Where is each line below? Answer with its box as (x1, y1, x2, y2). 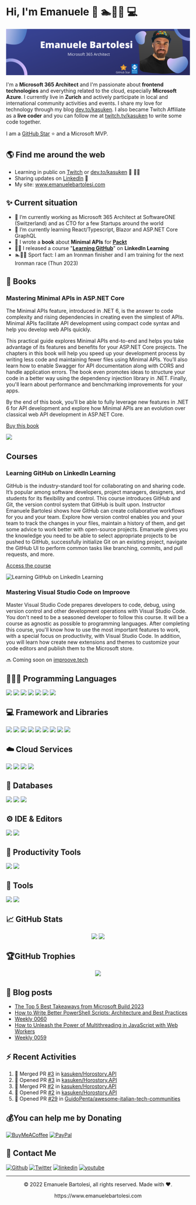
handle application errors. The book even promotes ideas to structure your (6, 368, 185, 376)
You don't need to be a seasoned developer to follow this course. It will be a (6, 614, 188, 621)
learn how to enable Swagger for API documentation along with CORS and (6, 362, 185, 370)
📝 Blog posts (6, 987, 52, 997)
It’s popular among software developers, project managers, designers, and (6, 488, 185, 496)
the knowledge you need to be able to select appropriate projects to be (6, 532, 177, 539)
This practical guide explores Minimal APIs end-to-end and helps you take (6, 337, 184, 344)
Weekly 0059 (14, 1034, 47, 1041)
